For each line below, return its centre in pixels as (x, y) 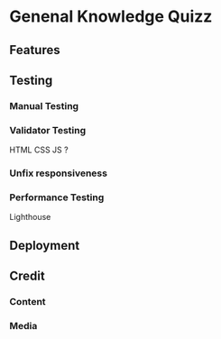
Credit (27, 276)
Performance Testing (57, 197)
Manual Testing (44, 105)
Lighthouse (30, 217)
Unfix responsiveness (59, 173)
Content (28, 302)
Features (35, 50)
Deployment (45, 245)
